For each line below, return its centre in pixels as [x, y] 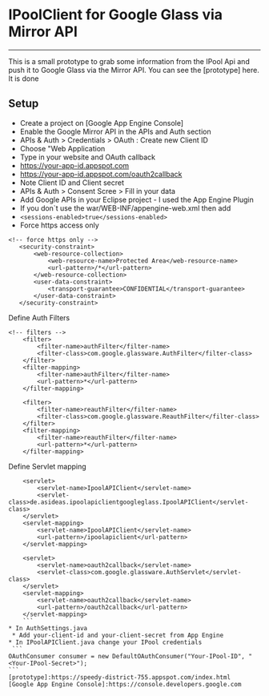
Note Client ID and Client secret [72, 183]
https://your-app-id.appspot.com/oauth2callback [101, 174]
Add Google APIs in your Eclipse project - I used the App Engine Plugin [137, 199]
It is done [24, 78]
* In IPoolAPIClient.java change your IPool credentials [105, 642]
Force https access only [60, 225]
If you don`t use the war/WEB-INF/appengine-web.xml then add [125, 208]
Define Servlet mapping [47, 466]
